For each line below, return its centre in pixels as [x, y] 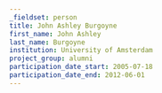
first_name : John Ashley [55, 34]
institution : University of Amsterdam [81, 50]
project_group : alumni [51, 58]
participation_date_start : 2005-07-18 [81, 67]
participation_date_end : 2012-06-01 [77, 75]
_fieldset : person [43, 17]
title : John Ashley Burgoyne [63, 26]
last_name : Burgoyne [48, 42]
